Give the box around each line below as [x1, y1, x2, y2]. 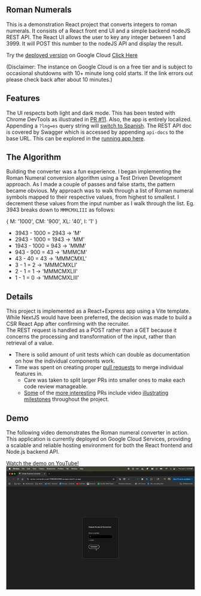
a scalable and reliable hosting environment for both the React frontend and [6, 442, 193, 449]
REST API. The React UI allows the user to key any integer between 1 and [6, 33, 186, 41]
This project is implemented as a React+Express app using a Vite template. [6, 307, 191, 315]
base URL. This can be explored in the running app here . [6, 134, 145, 142]
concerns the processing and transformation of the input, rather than [6, 333, 176, 340]
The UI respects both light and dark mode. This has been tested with [6, 109, 175, 116]
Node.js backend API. [6, 448, 60, 456]
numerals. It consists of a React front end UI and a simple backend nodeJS [6, 27, 191, 34]
